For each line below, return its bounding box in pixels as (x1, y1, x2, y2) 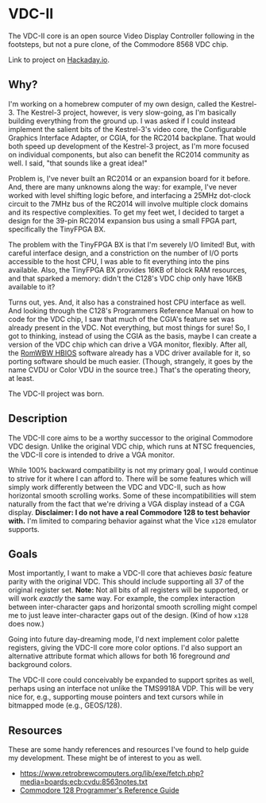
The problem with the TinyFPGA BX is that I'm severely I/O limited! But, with (8, 239, 256, 249)
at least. (8, 373, 34, 382)
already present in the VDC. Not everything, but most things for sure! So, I (8, 323, 250, 332)
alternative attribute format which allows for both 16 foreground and (8, 651, 230, 661)
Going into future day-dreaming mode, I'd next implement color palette (8, 634, 240, 644)
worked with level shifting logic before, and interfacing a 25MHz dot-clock (8, 190, 252, 200)
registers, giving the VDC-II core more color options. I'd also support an (8, 643, 242, 653)
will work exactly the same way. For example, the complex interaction (8, 594, 236, 603)
